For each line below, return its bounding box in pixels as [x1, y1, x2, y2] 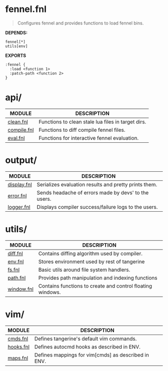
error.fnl [7, 192, 27, 199]
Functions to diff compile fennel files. [38, 126, 126, 133]
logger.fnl [7, 203, 30, 210]
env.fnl [7, 258, 24, 265]
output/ [5, 155, 37, 166]
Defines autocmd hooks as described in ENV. [34, 343, 141, 350]
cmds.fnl [7, 335, 28, 342]
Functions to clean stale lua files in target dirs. [38, 118, 146, 125]
